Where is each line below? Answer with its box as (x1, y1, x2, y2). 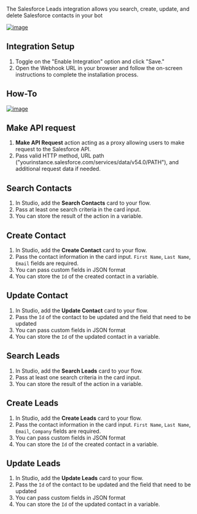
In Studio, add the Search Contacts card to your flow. (15, 199, 152, 207)
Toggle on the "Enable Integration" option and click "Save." (15, 58, 164, 65)
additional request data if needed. (15, 165, 101, 173)
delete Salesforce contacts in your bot (6, 12, 103, 19)
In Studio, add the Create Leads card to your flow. (15, 414, 142, 422)
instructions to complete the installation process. (15, 71, 139, 78)
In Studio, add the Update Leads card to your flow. (15, 475, 144, 482)
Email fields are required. (15, 259, 79, 267)
